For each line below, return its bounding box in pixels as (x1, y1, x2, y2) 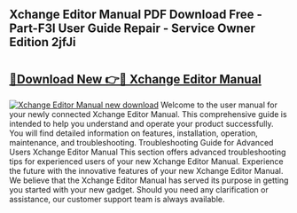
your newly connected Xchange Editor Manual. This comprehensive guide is (9, 109, 287, 119)
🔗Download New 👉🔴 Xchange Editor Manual (9, 71, 262, 87)
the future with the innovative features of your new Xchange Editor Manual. (9, 166, 284, 176)
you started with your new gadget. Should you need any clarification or (9, 185, 269, 194)
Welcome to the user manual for (160, 99, 277, 110)
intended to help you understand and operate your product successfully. (9, 119, 274, 129)
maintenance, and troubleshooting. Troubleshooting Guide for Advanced (9, 138, 274, 147)
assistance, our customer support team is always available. (9, 194, 225, 204)
